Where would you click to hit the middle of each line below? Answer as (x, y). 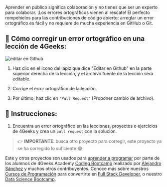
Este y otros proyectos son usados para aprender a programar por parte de (83, 158)
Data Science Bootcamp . (31, 179)
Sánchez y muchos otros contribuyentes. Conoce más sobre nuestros (77, 169)
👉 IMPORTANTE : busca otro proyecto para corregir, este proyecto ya (89, 141)
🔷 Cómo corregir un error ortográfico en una (75, 39)
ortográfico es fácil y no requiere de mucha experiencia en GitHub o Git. (79, 23)
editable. (21, 79)
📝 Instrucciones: (31, 114)
